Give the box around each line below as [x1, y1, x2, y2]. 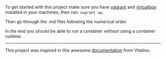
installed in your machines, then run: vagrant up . [5, 9, 104, 15]
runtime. [5, 34, 22, 39]
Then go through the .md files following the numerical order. [5, 19, 127, 24]
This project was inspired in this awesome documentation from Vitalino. [5, 47, 151, 53]
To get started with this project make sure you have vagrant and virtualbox [5, 4, 157, 10]
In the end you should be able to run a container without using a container [5, 28, 156, 34]
